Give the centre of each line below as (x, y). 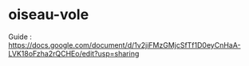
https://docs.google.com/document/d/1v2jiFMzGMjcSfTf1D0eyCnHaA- (125, 45)
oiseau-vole (49, 15)
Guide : (20, 37)
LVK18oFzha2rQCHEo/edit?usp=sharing (74, 53)
